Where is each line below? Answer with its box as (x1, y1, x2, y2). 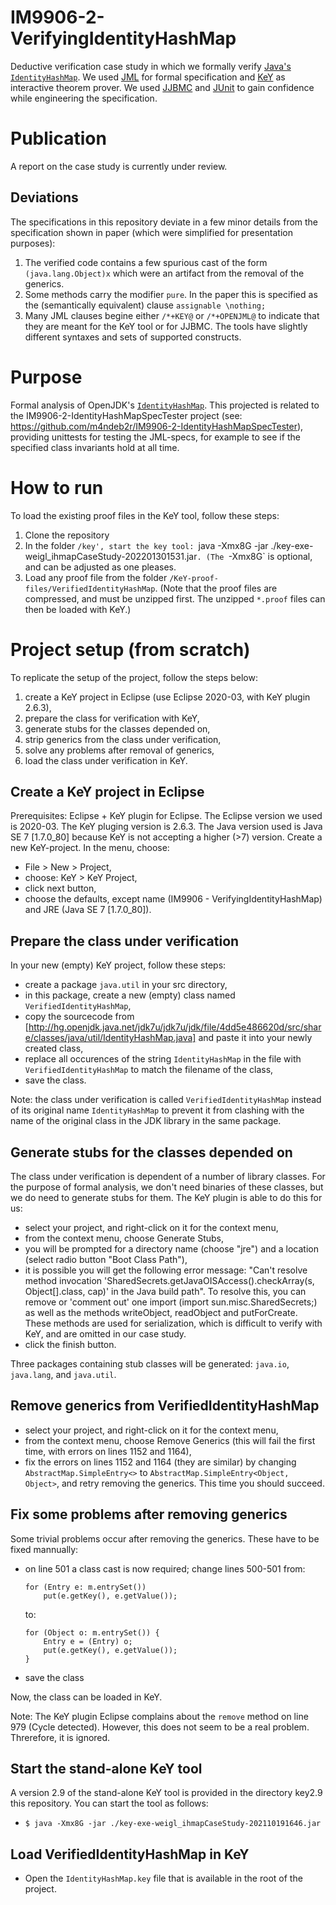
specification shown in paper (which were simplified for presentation (10, 226, 293, 238)
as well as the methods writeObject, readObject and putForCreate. (24, 1306, 298, 1318)
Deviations (10, 189, 79, 206)
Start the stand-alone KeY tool (10, 1760, 203, 1777)
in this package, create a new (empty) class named (24, 989, 236, 1001)
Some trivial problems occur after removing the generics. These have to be (10, 1532, 320, 1545)
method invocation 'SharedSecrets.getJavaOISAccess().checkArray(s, (24, 1274, 315, 1286)
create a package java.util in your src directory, (24, 979, 228, 991)
